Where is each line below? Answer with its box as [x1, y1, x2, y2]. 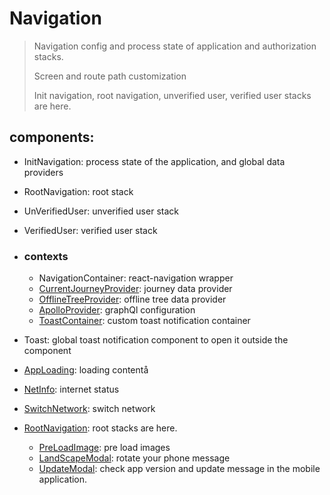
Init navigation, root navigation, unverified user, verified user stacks [33, 89, 312, 101]
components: [9, 129, 95, 146]
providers [23, 166, 64, 178]
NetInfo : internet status [23, 383, 120, 396]
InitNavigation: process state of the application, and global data [23, 155, 286, 167]
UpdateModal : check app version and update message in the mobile [38, 463, 321, 475]
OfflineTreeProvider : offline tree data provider [38, 293, 227, 306]
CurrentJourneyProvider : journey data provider [38, 283, 233, 295]
